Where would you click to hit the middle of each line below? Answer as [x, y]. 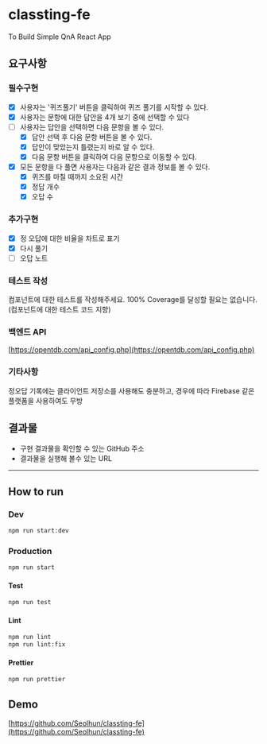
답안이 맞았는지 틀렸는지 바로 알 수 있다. [93, 147]
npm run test [30, 603]
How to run [36, 492]
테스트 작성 [28, 281]
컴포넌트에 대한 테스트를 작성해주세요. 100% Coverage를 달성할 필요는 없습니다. [133, 300]
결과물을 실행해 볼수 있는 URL [66, 459]
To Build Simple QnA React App [60, 37]
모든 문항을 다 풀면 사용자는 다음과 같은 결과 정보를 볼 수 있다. [115, 167]
